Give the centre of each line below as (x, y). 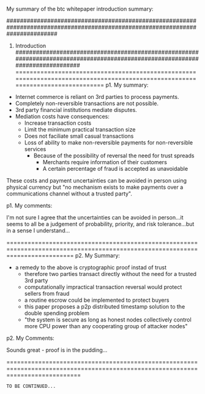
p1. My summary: (127, 85)
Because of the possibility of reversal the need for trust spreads (114, 156)
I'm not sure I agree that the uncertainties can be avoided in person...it (95, 217)
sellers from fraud (47, 294)
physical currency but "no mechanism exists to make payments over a (95, 187)
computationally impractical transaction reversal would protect (103, 287)
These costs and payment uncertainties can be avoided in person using (97, 180)
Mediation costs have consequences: (62, 116)
